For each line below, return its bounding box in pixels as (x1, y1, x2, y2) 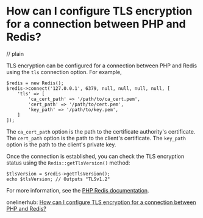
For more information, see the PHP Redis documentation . (6, 186, 149, 194)
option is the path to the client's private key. (6, 141, 116, 148)
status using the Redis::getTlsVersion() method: (6, 159, 130, 166)
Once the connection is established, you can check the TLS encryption (6, 152, 185, 160)
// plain (6, 50, 24, 57)
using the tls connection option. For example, (6, 68, 122, 75)
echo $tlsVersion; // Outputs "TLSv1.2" (6, 176, 111, 182)
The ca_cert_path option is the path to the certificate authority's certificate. (6, 128, 196, 135)
